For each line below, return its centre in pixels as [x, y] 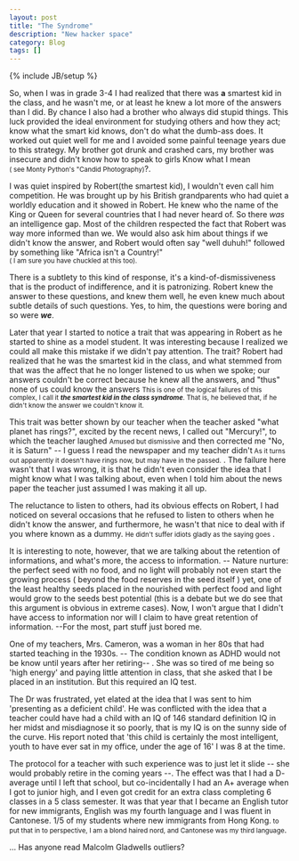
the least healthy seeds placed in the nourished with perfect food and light [145, 589]
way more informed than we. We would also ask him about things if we [139, 233]
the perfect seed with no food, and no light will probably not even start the [145, 570]
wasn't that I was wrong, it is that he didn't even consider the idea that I [140, 469]
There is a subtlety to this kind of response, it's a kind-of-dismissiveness [142, 278]
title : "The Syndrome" [51, 26]
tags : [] [25, 51]
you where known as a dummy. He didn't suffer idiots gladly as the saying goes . [142, 534]
